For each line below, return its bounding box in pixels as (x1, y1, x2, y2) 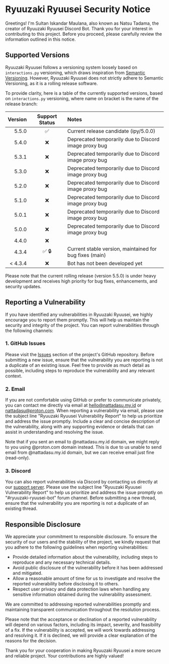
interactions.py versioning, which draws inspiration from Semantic (5, 70, 145, 76)
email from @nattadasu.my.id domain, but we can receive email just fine (5, 449, 154, 455)
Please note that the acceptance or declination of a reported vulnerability (5, 616, 157, 623)
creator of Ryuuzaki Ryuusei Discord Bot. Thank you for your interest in (5, 25, 153, 31)
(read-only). (5, 455, 30, 461)
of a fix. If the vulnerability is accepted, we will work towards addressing (5, 627, 155, 633)
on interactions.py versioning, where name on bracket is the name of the (5, 95, 159, 101)
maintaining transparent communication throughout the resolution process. (5, 607, 161, 613)
